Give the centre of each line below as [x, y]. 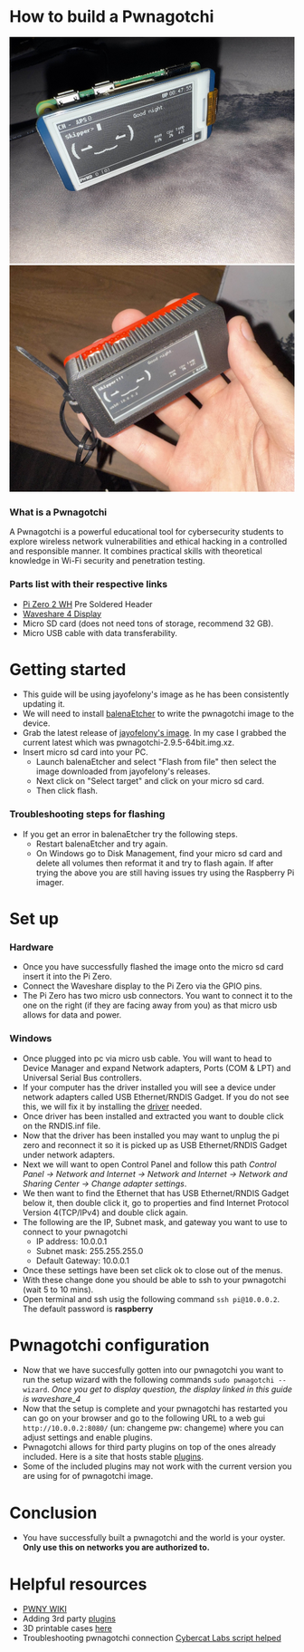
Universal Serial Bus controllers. [82, 1077]
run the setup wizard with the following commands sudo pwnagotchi [148, 1380]
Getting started [68, 669]
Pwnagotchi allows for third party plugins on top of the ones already [149, 1447]
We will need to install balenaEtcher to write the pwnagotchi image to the [158, 714]
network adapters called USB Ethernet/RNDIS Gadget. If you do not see [156, 1097]
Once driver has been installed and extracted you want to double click [153, 1116]
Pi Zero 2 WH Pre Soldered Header [87, 604]
